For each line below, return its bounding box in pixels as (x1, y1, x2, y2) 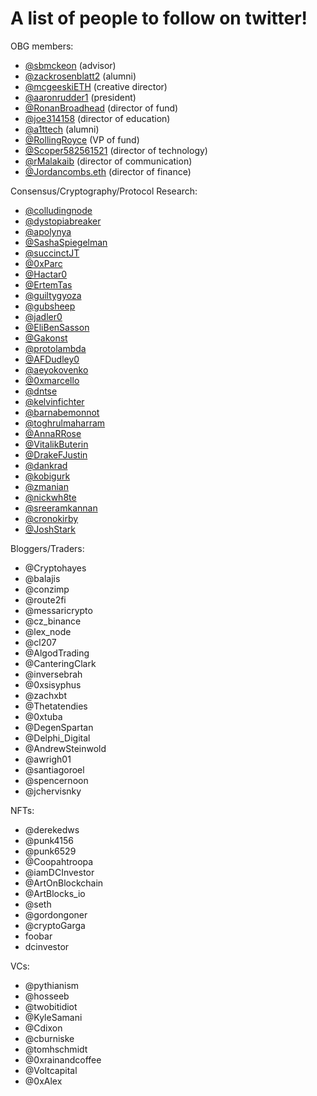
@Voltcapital (24, 1064, 78, 1076)
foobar (24, 930, 53, 942)
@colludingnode (24, 204, 93, 216)
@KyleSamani (24, 1011, 83, 1023)
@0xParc (24, 257, 63, 269)
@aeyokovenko (24, 363, 89, 376)
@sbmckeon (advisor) (24, 59, 117, 71)
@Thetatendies (24, 700, 88, 712)
